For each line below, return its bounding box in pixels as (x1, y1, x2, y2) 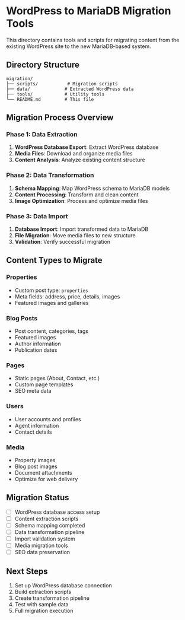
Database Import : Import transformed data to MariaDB (14, 225, 149, 233)
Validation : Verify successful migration (14, 239, 111, 246)
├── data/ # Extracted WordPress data (6, 86, 134, 92)
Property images (14, 456, 56, 463)
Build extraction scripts (14, 588, 72, 595)
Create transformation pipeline (14, 594, 90, 602)
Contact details (14, 428, 52, 435)
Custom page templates (14, 381, 74, 388)
